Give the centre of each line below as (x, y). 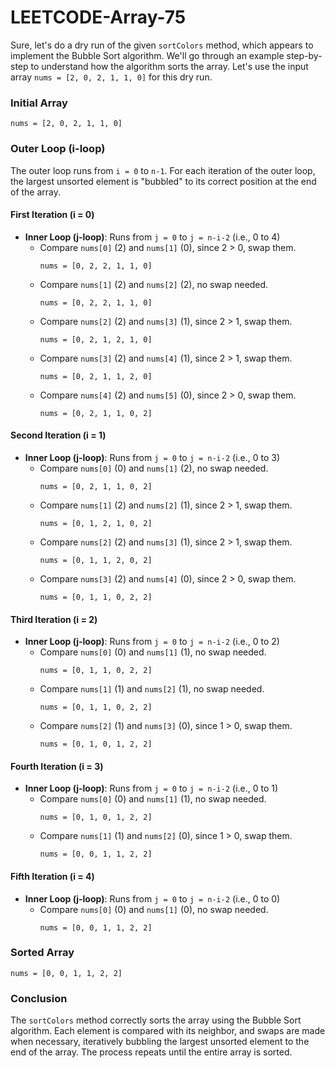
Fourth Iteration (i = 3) (57, 766)
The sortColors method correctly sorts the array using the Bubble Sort (156, 1020)
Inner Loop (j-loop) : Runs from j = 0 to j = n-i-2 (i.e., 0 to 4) (152, 237)
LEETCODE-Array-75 (98, 17)
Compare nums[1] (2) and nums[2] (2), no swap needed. (154, 284)
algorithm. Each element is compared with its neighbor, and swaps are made (168, 1031)
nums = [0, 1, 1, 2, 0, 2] (96, 560)
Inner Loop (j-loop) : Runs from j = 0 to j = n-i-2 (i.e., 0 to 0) (152, 898)
